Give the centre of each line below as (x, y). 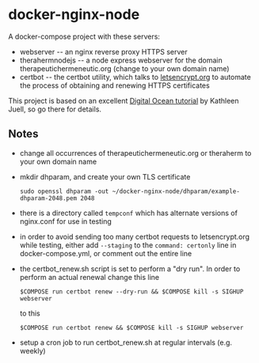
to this (30, 313)
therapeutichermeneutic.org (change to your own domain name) (124, 68)
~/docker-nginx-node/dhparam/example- (176, 191)
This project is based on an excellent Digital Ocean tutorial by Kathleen (124, 100)
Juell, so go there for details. (55, 109)
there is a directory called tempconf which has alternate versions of (128, 213)
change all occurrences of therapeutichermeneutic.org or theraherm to (135, 153)
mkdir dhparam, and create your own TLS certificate (105, 176)
